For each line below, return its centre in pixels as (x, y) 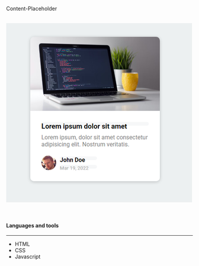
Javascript (28, 257)
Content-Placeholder (32, 9)
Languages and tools (33, 225)
